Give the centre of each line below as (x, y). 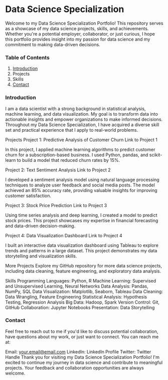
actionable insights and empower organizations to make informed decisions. (84, 119)
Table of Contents (28, 57)
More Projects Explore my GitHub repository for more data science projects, (83, 265)
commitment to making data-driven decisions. (53, 44)
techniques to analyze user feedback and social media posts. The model (80, 185)
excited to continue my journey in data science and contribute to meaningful (84, 362)
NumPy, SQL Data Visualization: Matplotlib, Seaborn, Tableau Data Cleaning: (84, 291)
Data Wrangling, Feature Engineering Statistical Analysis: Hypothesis (76, 297)
